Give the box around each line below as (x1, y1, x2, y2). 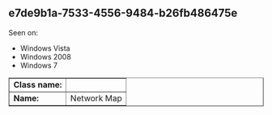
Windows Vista (19, 43, 70, 53)
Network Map (70, 92, 123, 104)
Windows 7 (19, 60, 58, 70)
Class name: (13, 79, 62, 90)
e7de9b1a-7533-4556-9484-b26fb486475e (8, 6, 238, 20)
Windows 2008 (19, 51, 71, 61)
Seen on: (8, 27, 39, 37)
